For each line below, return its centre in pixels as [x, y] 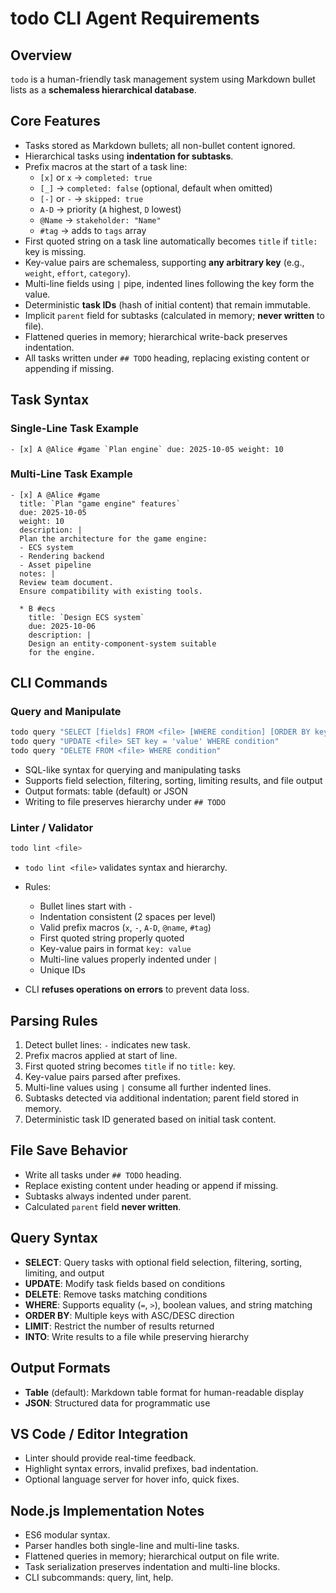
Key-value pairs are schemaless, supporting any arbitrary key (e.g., [164, 262]
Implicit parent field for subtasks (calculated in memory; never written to [174, 315]
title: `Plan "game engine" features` [100, 503]
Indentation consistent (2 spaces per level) [128, 917]
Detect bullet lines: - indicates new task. [107, 1045]
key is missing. [55, 251]
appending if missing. [69, 368]
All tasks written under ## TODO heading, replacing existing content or [167, 358]
